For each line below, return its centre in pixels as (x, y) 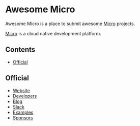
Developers (25, 96)
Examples (23, 112)
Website (21, 90)
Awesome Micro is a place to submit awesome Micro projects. (70, 24)
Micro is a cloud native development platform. (53, 33)
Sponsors (23, 118)
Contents (20, 50)
